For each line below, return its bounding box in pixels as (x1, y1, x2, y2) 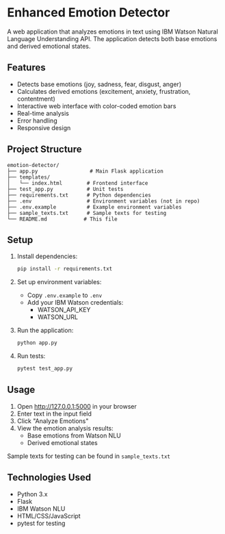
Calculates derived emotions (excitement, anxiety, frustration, (16, 87, 191, 95)
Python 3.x (16, 489, 48, 498)
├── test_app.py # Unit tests (7, 186, 124, 192)
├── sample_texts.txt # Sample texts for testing (7, 209, 167, 216)
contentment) (16, 94, 56, 103)
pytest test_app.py (16, 365, 73, 372)
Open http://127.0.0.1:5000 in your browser (16, 402, 137, 410)
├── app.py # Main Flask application (7, 168, 164, 175)
